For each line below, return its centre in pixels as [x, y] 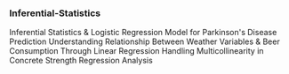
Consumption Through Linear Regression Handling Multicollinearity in [136, 51]
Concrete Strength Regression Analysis [81, 61]
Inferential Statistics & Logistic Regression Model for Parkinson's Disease [143, 33]
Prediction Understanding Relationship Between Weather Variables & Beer [144, 41]
